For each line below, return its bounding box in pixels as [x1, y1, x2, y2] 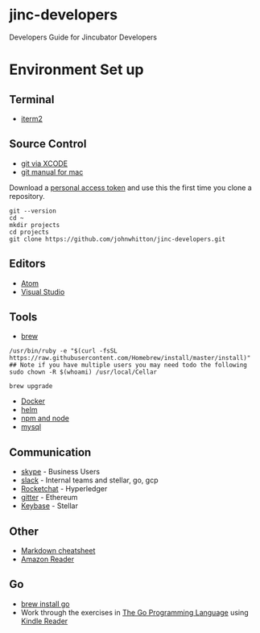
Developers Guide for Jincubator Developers [9, 32, 158, 42]
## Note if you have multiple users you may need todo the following [9, 361, 248, 370]
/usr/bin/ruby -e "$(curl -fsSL [9, 347, 118, 355]
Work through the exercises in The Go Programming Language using [20, 607, 249, 617]
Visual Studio [20, 287, 65, 296]
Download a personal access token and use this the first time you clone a [9, 183, 252, 192]
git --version [9, 207, 57, 215]
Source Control [9, 137, 87, 151]
